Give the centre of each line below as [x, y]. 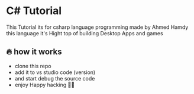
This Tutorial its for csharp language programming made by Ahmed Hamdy [97, 27]
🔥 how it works [34, 52]
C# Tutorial [34, 11]
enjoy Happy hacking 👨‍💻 [45, 85]
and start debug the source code [55, 78]
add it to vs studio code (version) [55, 72]
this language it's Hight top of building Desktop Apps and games [85, 33]
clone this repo [33, 66]
